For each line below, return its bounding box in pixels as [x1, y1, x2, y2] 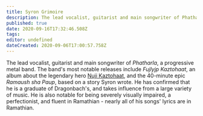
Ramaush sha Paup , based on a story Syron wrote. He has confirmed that [6, 78, 190, 85]
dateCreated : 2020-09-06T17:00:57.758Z [6, 43, 107, 49]
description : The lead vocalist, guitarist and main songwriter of [6, 14, 180, 21]
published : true [6, 20, 47, 26]
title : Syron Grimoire [6, 8, 63, 15]
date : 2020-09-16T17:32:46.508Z [6, 25, 88, 32]
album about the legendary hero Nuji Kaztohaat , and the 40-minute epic [6, 72, 185, 79]
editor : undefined [6, 37, 53, 43]
